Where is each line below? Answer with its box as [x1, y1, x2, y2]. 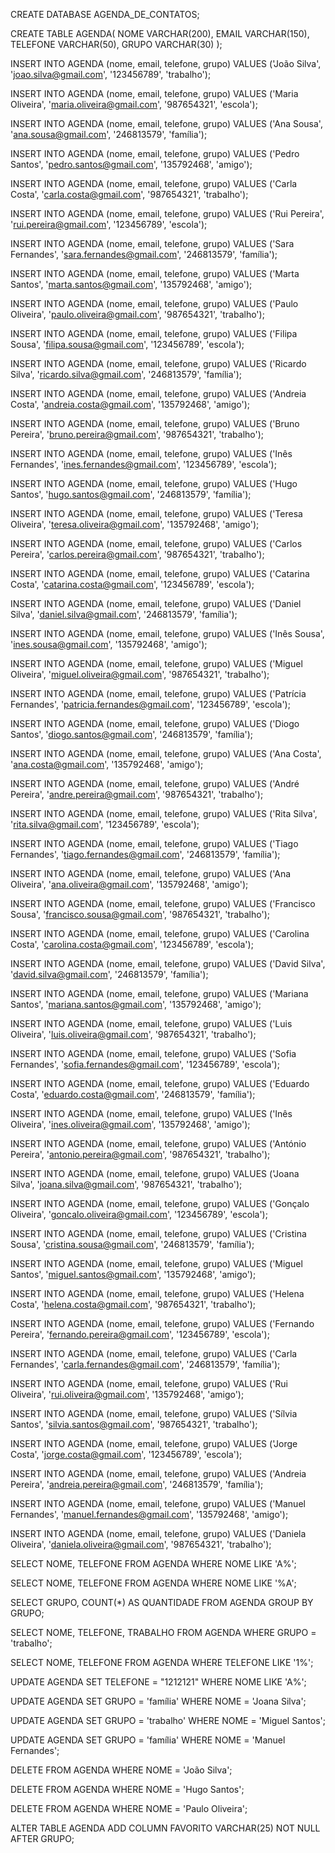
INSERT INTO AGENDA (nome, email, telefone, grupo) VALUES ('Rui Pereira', [10, 208, 325, 219]
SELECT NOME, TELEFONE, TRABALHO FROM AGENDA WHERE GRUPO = [10, 1627, 317, 1638]
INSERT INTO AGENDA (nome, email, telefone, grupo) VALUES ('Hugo [10, 478, 298, 489]
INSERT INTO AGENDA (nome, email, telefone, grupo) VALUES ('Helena [10, 1288, 305, 1299]
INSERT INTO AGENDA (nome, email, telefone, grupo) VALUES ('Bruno [10, 418, 300, 429]
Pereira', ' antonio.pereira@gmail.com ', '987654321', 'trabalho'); [10, 1149, 271, 1160]
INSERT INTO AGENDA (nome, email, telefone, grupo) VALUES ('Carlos [10, 538, 303, 549]
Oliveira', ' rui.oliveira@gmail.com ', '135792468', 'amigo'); [10, 1389, 245, 1400]
